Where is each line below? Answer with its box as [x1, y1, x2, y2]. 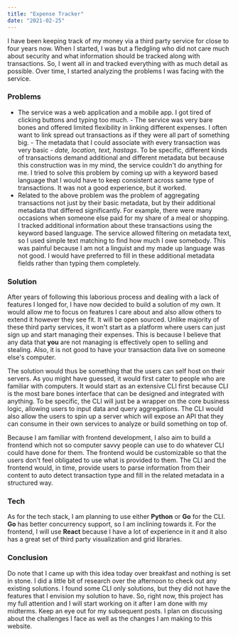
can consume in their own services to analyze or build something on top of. [7, 420, 228, 428]
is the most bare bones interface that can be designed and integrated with [7, 390, 225, 398]
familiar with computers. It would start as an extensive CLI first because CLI [7, 382, 229, 390]
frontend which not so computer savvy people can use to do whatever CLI [7, 441, 225, 449]
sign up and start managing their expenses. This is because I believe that [7, 331, 222, 339]
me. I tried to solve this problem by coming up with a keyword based [17, 168, 218, 177]
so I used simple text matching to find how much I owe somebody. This [17, 236, 226, 245]
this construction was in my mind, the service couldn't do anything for [17, 160, 223, 169]
